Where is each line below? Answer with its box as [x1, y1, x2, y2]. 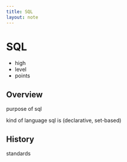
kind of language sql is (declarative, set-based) [6, 117, 122, 124]
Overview [6, 89, 43, 99]
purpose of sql [6, 105, 42, 113]
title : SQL [6, 8, 33, 15]
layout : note [6, 14, 39, 20]
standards [6, 150, 31, 157]
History [6, 134, 34, 144]
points [14, 72, 31, 79]
